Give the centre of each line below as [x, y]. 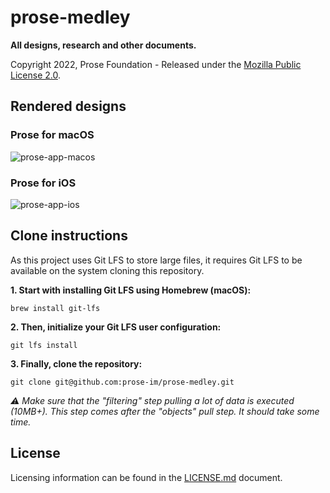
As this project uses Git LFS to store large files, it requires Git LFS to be [156, 260]
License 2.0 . [35, 75]
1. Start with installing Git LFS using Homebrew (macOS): [131, 290]
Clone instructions [69, 236]
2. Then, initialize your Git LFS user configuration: [116, 327]
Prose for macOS [52, 135]
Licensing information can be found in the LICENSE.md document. [146, 477]
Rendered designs [68, 106]
